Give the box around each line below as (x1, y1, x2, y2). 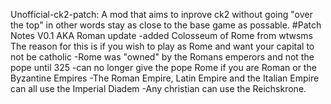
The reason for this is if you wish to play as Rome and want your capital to (10, 40, 315, 52)
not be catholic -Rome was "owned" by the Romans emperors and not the (10, 51, 315, 63)
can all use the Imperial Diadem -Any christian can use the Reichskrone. (10, 83, 307, 94)
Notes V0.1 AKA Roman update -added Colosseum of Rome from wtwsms (10, 30, 313, 41)
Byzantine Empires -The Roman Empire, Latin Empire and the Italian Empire (10, 72, 320, 84)
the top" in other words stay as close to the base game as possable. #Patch (10, 19, 322, 31)
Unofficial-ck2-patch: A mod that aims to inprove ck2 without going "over (10, 9, 313, 20)
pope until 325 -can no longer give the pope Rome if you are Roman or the (10, 62, 317, 73)
